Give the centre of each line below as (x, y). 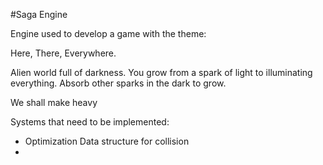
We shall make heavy (54, 102)
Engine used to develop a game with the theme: (108, 33)
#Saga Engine (39, 14)
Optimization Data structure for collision (107, 141)
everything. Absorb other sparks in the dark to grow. (118, 83)
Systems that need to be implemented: (90, 122)
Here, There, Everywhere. (63, 53)
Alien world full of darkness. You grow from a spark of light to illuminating (161, 72)
